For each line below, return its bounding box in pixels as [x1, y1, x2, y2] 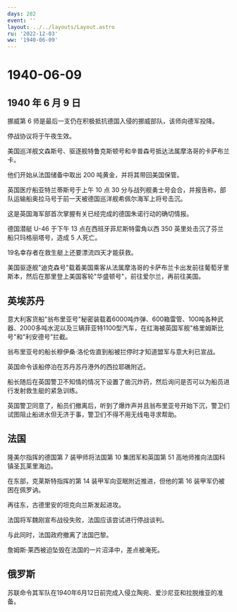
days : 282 [7, 10, 37, 18]
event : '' [7, 17, 37, 24]
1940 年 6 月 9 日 [7, 97, 81, 109]
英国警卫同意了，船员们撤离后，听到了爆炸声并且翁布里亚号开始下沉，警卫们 [7, 401, 230, 409]
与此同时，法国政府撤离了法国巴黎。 [7, 530, 113, 539]
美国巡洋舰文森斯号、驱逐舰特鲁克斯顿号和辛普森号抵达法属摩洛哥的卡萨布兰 [7, 147, 230, 155]
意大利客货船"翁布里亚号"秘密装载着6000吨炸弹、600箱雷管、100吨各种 [7, 315, 217, 323]
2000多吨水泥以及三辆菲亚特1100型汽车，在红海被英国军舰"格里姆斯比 [19, 323, 224, 332]
